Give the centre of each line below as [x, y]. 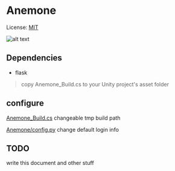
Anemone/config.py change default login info [63, 129]
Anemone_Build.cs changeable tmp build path [63, 118]
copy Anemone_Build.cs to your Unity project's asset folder [95, 84]
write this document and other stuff [50, 163]
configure [25, 103]
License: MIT [22, 27]
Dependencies [34, 58]
